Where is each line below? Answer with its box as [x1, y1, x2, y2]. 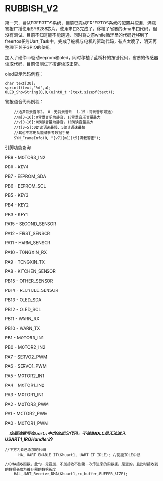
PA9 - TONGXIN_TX [5, 259, 45, 265]
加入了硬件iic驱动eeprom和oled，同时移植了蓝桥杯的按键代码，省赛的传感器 [5, 54, 158, 60]
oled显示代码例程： [5, 71, 44, 77]
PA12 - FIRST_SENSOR [5, 230, 50, 236]
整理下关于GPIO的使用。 [5, 44, 54, 50]
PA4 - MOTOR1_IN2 [5, 382, 45, 388]
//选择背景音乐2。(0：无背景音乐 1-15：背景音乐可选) [14, 109, 114, 114]
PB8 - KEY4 [5, 164, 29, 169]
